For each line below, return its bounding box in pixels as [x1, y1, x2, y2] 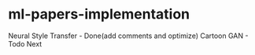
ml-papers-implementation [8, 5, 190, 23]
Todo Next [8, 39, 42, 48]
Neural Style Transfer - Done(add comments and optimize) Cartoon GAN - [8, 31, 249, 40]
